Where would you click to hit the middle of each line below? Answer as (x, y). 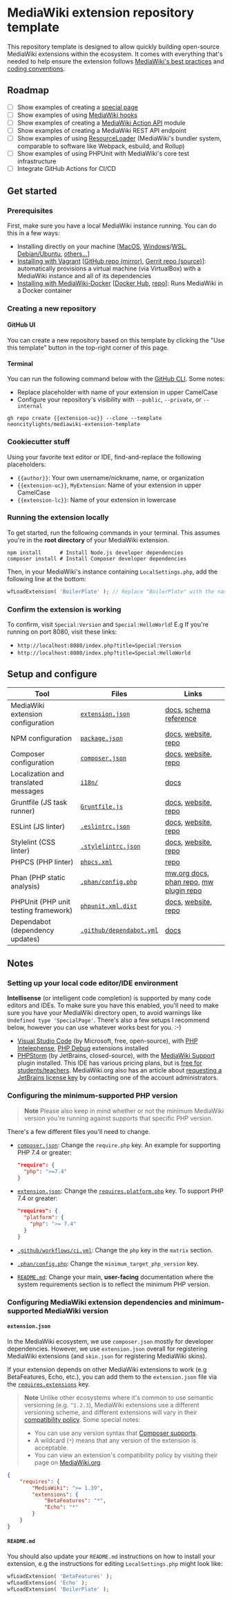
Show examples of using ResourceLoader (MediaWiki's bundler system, (119, 138)
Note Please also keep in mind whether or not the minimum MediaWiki (124, 1111)
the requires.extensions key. (49, 1384)
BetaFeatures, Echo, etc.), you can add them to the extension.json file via (112, 1377)
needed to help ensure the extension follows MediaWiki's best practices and (116, 61)
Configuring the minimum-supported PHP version (93, 1096)
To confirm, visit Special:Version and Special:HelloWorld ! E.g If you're (108, 624)
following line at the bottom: (47, 578)
